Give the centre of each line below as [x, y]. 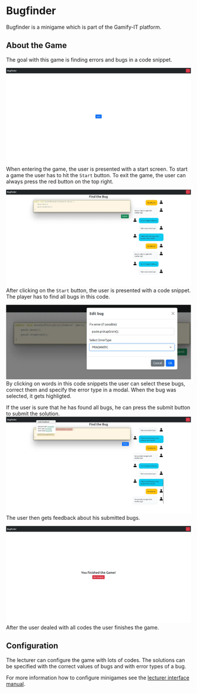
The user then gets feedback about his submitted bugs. [73, 518]
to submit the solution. [33, 413]
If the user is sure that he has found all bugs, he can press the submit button [98, 407]
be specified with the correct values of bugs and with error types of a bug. [96, 666]
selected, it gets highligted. [39, 396]
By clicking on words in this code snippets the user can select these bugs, [96, 383]
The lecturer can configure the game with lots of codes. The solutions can [96, 660]
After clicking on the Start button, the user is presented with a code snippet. [98, 290]
